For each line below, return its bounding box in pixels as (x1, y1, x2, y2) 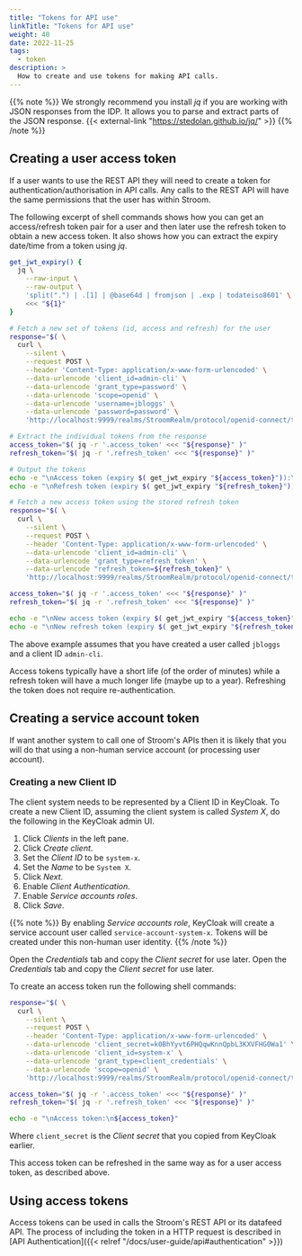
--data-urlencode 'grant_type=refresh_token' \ (25, 557, 207, 566)
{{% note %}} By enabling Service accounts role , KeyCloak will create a (9, 917, 275, 928)
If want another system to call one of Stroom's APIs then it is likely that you (9, 735, 287, 745)
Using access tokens (9, 1193, 129, 1208)
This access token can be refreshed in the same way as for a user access (9, 1157, 282, 1169)
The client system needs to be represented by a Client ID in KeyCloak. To (9, 797, 280, 807)
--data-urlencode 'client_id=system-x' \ (25, 1048, 182, 1057)
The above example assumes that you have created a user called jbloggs (9, 638, 280, 649)
